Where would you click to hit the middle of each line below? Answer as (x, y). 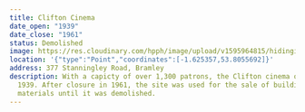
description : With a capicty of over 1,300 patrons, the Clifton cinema (150, 77)
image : (22, 51)
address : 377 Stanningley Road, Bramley (87, 69)
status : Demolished (46, 43)
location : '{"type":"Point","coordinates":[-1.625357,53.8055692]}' (142, 60)
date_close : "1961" (46, 34)
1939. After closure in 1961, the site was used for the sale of (144, 85)
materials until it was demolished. (87, 93)
